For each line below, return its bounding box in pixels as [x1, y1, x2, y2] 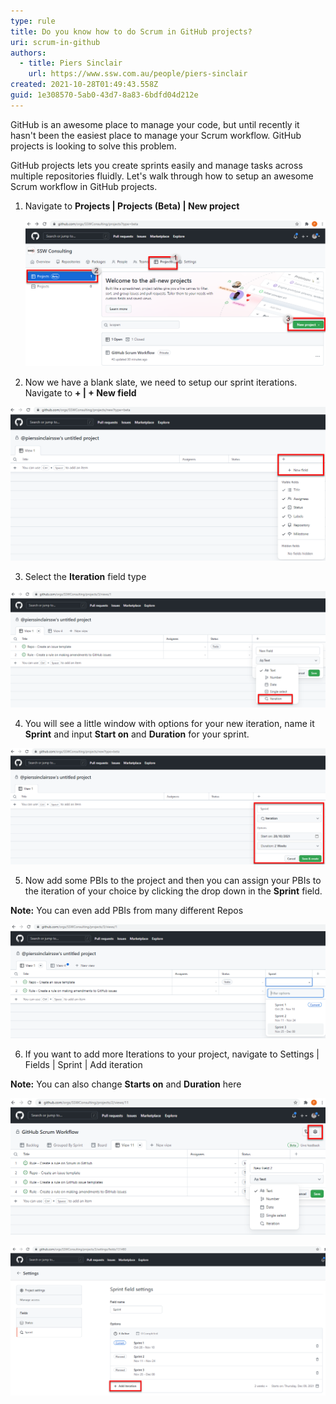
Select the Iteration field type [24, 571, 147, 583]
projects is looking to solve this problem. [10, 140, 177, 152]
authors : [10, 48, 47, 58]
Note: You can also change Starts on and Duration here [10, 1078, 242, 1090]
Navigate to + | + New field [24, 386, 137, 399]
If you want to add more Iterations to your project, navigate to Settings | [24, 1048, 320, 1060]
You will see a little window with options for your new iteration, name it [24, 718, 315, 730]
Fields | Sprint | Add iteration [24, 1058, 143, 1070]
